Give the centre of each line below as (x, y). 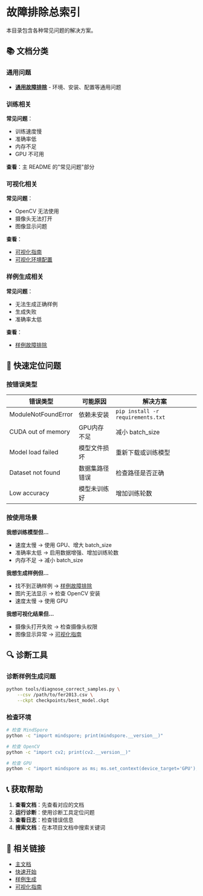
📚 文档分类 (27, 51)
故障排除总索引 (43, 12)
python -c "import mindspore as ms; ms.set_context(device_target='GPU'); (102, 769)
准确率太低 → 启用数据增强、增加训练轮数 (67, 552)
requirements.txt (140, 417)
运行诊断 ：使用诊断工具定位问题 (55, 813)
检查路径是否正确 (140, 473)
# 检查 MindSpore (27, 730)
